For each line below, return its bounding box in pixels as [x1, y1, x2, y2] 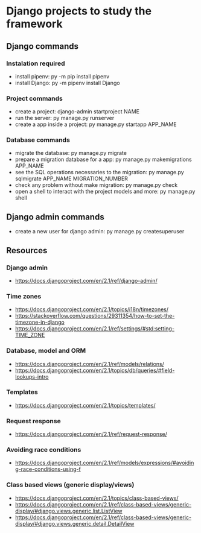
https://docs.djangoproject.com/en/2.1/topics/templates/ [14, 402, 156, 409]
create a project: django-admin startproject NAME [14, 108, 140, 115]
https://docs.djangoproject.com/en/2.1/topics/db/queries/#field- [14, 367, 175, 374]
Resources [6, 245, 48, 256]
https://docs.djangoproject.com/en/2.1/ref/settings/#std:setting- [14, 325, 175, 332]
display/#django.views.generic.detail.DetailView [14, 520, 135, 527]
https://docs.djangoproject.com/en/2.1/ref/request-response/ [14, 430, 168, 438]
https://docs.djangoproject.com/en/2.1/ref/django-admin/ [14, 277, 158, 284]
